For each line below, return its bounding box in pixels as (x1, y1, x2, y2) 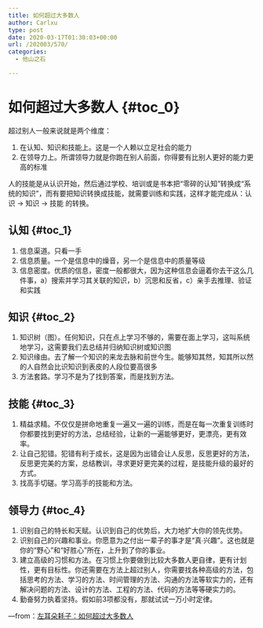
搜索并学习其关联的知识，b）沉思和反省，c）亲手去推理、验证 (50, 276, 253, 285)
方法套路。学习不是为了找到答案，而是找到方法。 (19, 372, 178, 382)
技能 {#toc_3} (8, 397, 75, 411)
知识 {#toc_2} (8, 311, 76, 324)
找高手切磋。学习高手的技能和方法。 (19, 478, 137, 487)
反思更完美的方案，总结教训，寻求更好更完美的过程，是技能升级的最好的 (19, 458, 254, 468)
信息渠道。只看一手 (19, 246, 82, 255)
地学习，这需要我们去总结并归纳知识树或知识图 (19, 342, 171, 352)
